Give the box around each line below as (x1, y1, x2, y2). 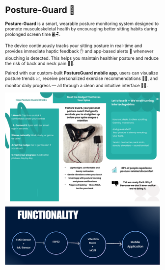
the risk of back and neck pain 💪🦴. (5, 60, 75, 66)
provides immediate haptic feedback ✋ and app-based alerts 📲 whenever (5, 48, 154, 54)
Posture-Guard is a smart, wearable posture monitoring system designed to (5, 21, 159, 26)
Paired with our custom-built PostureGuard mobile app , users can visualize (5, 70, 158, 75)
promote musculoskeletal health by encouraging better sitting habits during (5, 25, 158, 31)
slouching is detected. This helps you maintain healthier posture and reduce (5, 55, 159, 61)
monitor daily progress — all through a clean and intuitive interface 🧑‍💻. (5, 82, 148, 88)
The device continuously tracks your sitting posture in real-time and (5, 43, 142, 49)
